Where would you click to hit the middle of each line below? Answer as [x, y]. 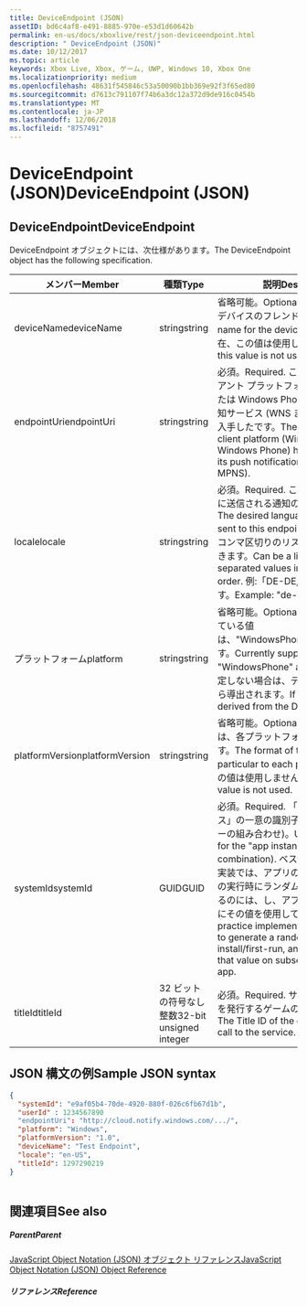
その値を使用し [258, 914]
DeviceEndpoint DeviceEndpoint [102, 226]
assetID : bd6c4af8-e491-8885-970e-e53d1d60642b [102, 27]
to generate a [246, 937]
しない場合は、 [258, 680]
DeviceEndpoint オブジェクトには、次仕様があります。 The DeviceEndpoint [150, 250]
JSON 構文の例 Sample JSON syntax [113, 1074]
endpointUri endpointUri [65, 422]
